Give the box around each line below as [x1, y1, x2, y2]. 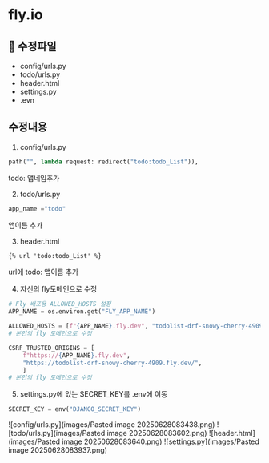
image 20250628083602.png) [106, 429, 207, 438]
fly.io [8, 6, 43, 24]
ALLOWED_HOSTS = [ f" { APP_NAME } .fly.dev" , [8, 322, 149, 330]
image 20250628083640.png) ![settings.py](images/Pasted [62, 437, 260, 446]
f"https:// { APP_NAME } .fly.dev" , [22, 351, 130, 360]
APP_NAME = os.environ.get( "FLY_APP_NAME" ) [8, 308, 156, 316]
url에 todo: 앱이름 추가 [8, 267, 79, 277]
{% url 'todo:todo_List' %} [8, 252, 102, 260]
